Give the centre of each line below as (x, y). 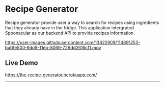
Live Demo (22, 63)
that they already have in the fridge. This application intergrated (69, 27)
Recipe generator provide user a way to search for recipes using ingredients (82, 22)
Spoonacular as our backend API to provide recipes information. (70, 33)
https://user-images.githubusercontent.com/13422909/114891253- (73, 42)
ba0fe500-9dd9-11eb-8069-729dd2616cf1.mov (53, 47)
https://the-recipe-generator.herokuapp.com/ (51, 75)
